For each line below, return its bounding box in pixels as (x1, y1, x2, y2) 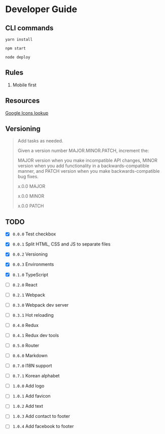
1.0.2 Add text (12, 403, 44, 409)
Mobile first (12, 82, 37, 88)
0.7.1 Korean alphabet (12, 373, 60, 379)
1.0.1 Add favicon (12, 393, 51, 399)
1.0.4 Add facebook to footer (12, 423, 74, 429)
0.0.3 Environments (12, 261, 54, 267)
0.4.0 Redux (12, 322, 39, 328)
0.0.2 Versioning (12, 251, 48, 257)
